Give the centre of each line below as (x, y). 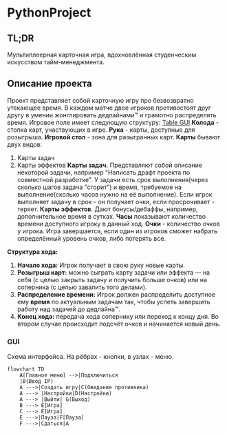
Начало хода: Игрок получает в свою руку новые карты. (101, 265)
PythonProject (49, 13)
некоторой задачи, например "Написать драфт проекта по (104, 172)
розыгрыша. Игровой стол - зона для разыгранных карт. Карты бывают (113, 137)
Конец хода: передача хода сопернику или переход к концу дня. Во (118, 316)
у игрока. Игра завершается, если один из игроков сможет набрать (117, 231)
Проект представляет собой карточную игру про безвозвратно (100, 100)
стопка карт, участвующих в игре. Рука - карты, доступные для (101, 130)
